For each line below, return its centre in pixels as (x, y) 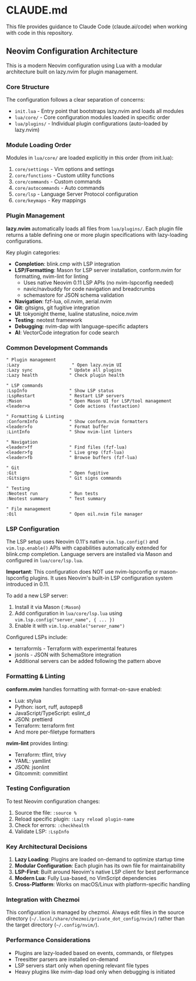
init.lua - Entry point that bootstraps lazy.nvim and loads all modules (99, 111)
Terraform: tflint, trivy (40, 754)
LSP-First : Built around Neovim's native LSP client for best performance (102, 872)
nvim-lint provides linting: (38, 743)
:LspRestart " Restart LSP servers (65, 396)
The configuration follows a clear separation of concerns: (75, 100)
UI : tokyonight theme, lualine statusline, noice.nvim (76, 314)
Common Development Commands (57, 347)
